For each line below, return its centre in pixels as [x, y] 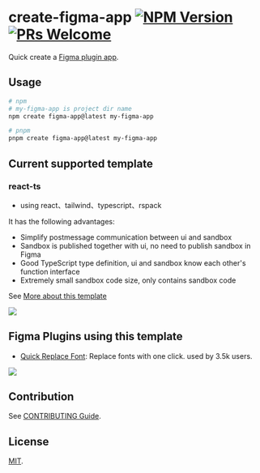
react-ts [25, 186]
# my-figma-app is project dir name [70, 109]
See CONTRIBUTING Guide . [55, 416]
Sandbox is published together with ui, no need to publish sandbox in [135, 245]
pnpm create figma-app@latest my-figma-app [83, 138]
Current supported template [81, 163]
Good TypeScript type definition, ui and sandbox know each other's [133, 262]
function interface [50, 271]
